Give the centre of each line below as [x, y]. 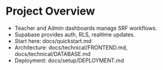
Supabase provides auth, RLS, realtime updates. [75, 34]
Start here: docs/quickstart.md [53, 41]
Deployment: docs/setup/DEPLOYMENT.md [69, 60]
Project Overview [50, 11]
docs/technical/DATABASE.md [52, 54]
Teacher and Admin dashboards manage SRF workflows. [86, 28]
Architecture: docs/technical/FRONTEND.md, [71, 47]
